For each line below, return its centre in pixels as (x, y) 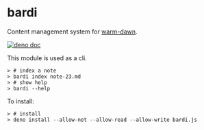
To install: (21, 101)
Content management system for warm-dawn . (73, 31)
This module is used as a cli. (47, 58)
